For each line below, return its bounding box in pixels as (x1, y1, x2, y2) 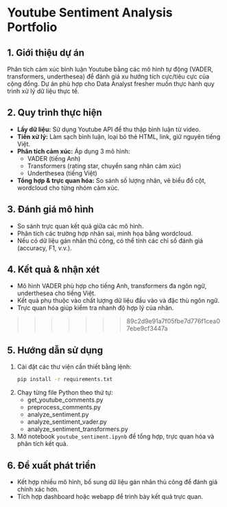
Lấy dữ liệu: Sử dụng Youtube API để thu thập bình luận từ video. (16, 125, 201, 133)
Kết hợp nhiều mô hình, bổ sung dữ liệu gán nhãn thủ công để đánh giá (16, 477, 218, 486)
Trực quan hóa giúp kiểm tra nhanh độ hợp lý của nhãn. (16, 304, 174, 312)
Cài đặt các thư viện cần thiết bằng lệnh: (16, 363, 132, 371)
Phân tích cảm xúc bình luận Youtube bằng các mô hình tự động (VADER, (7, 65, 214, 73)
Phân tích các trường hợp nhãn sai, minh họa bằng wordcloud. (16, 229, 193, 237)
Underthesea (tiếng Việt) (27, 169, 97, 177)
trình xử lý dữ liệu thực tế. (7, 87, 80, 95)
